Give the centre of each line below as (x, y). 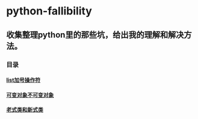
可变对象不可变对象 (30, 95)
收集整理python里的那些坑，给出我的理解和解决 (95, 35)
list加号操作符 (23, 80)
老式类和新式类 (25, 110)
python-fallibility (49, 11)
